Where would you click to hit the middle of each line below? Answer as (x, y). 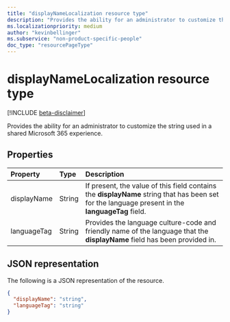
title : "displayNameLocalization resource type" (78, 13)
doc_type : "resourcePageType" (50, 45)
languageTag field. (116, 211)
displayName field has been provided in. (151, 239)
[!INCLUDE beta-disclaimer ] (46, 112)
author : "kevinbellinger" (44, 33)
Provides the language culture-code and (151, 222)
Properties (30, 155)
